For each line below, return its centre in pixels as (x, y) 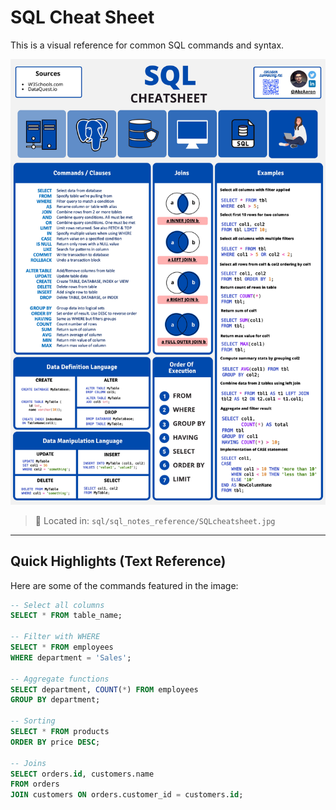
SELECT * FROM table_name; (66, 616)
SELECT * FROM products (60, 732)
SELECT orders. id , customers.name (82, 774)
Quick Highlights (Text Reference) (118, 561)
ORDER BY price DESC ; (55, 742)
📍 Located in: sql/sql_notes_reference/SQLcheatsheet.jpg (155, 520)
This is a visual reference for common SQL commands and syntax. (147, 45)
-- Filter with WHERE (55, 637)
